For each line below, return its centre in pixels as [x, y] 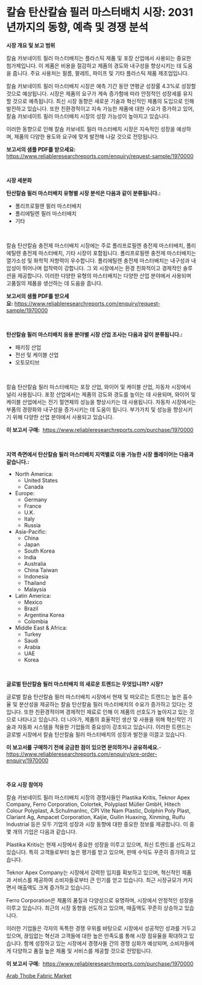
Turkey [33, 634]
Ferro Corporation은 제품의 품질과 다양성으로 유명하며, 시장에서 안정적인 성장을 [100, 900]
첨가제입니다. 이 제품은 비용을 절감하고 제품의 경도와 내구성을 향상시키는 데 [94, 65]
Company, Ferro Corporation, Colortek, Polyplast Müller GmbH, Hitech [93, 804]
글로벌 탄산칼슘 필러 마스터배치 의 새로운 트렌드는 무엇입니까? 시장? [85, 684]
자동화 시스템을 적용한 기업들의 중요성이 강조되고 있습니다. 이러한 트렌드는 [104, 727]
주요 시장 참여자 [25, 784]
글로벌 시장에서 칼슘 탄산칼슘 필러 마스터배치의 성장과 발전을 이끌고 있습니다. [96, 734]
